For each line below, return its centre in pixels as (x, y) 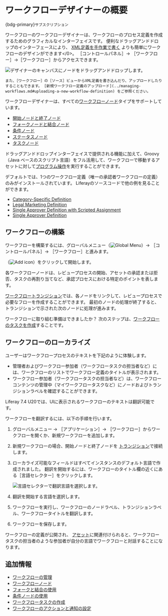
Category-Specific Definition (42, 199)
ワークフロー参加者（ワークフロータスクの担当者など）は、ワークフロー (87, 378)
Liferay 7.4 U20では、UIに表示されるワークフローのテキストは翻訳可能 (78, 401)
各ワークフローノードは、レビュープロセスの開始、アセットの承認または (79, 272)
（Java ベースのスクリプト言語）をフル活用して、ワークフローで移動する (80, 160)
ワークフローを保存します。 (41, 524)
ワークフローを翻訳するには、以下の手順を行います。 (60, 418)
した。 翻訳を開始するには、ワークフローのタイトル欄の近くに (94, 469)
